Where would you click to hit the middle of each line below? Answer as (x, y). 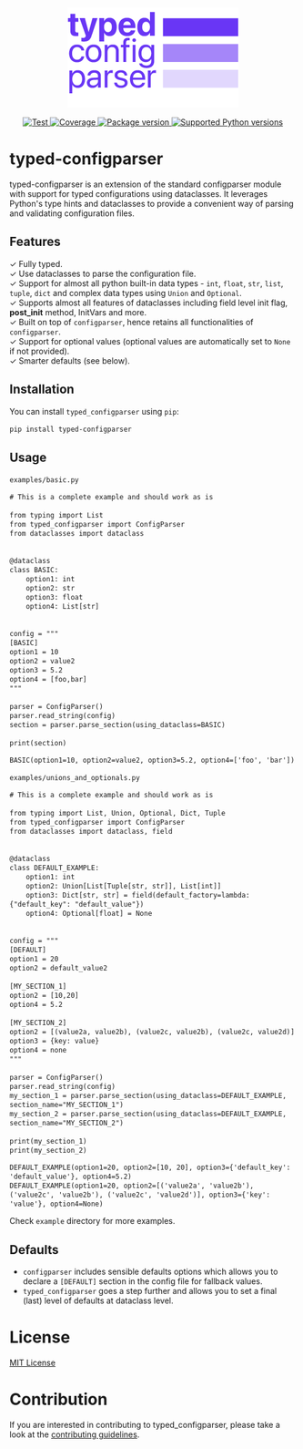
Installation (42, 390)
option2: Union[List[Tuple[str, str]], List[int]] (124, 887)
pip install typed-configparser (71, 429)
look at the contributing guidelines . (75, 1434)
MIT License (33, 1362)
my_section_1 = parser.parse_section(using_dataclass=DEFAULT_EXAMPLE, (148, 1096)
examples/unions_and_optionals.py (75, 778)
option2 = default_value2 (58, 969)
